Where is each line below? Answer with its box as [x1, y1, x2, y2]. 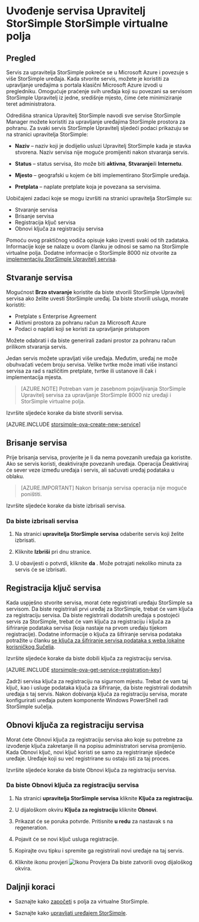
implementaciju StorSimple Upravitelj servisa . [6, 255, 117, 263]
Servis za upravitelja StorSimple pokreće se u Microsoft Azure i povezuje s [6, 69, 189, 75]
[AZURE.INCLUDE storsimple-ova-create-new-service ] [6, 421, 141, 428]
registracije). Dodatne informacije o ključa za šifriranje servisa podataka [6, 630, 182, 637]
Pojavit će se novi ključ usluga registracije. [14, 835, 119, 842]
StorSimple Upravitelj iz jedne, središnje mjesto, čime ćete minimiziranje [6, 94, 182, 101]
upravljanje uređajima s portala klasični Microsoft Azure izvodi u [6, 81, 163, 89]
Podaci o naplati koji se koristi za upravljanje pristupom [14, 325, 150, 332]
